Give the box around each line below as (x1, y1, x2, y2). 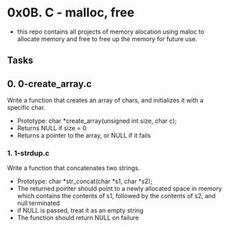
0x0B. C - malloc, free (7, 5, 135, 21)
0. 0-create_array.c (7, 77, 92, 90)
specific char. (7, 104, 46, 112)
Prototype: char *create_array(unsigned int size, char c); (17, 117, 177, 125)
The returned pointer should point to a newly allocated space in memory (17, 184, 222, 193)
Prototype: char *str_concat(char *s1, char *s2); (17, 177, 153, 186)
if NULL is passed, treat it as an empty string (17, 206, 144, 215)
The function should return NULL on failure (17, 214, 139, 222)
